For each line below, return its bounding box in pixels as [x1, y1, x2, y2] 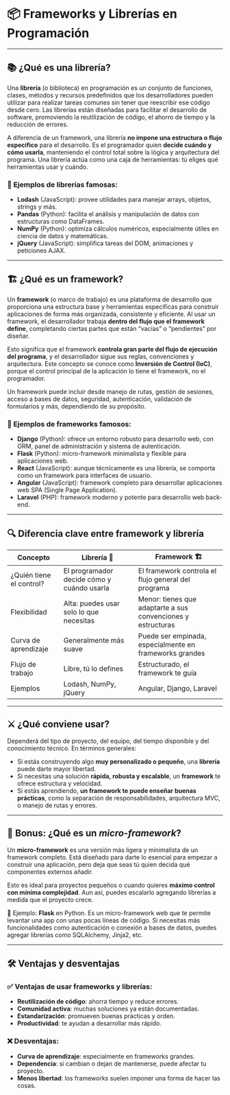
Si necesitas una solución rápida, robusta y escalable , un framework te [16, 772, 221, 780]
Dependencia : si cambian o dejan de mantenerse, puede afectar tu [16, 1059, 207, 1068]
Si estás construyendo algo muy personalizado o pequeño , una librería [16, 757, 220, 765]
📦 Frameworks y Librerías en [7, 6, 178, 22]
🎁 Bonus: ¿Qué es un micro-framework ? [7, 827, 181, 839]
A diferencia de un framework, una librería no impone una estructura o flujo [7, 133, 222, 141]
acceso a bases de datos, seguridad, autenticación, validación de [7, 395, 192, 403]
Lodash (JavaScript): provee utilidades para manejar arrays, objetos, [16, 196, 212, 204]
